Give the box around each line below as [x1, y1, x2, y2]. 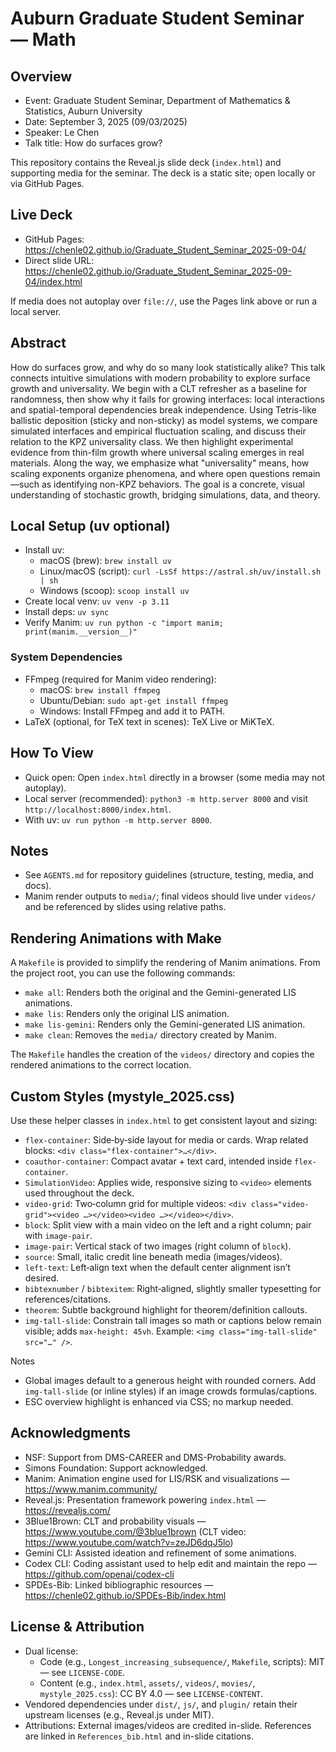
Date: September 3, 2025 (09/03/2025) [24, 116, 188, 127]
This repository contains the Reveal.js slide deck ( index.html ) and [10, 157, 282, 168]
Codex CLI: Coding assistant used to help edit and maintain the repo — [24, 1557, 318, 1569]
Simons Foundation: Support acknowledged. [24, 1462, 208, 1474]
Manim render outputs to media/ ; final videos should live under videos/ [24, 890, 317, 902]
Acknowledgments [10, 1425, 132, 1442]
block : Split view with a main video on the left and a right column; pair [24, 1218, 312, 1231]
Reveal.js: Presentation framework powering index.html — [24, 1493, 266, 1506]
